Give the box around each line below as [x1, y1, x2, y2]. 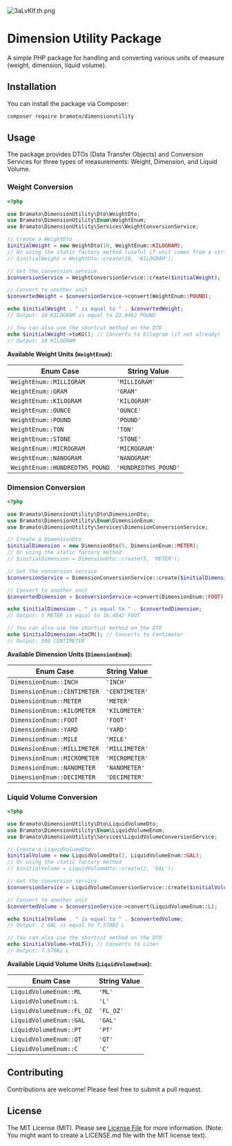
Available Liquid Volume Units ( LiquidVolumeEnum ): [7, 959, 152, 968]
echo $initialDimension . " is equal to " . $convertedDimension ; [7, 606, 202, 612]
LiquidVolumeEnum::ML [10, 988, 81, 996]
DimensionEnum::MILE [10, 735, 78, 743]
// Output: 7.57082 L [7, 947, 70, 954]
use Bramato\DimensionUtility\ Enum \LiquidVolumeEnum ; [7, 827, 166, 834]
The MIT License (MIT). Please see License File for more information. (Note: [7, 1123, 223, 1131]
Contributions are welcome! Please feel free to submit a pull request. [7, 1085, 202, 1093]
